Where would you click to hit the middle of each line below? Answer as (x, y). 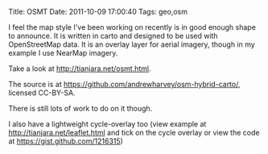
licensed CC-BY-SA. (42, 93)
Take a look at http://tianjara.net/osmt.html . (80, 69)
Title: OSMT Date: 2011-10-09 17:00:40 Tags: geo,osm (98, 12)
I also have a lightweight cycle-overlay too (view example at (107, 124)
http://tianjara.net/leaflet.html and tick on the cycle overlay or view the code (134, 133)
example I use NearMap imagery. (63, 53)
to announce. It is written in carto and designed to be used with (113, 36)
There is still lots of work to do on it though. (80, 108)
